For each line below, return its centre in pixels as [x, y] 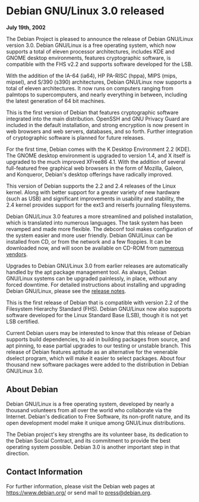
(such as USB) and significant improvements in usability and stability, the [95, 198]
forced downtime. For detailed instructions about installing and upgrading [96, 285]
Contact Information [45, 472]
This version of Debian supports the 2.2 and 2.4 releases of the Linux [91, 186]
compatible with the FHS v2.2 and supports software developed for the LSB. [99, 64]
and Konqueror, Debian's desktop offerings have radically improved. [90, 174]
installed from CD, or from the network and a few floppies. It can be [89, 241]
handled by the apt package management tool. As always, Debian [86, 272]
